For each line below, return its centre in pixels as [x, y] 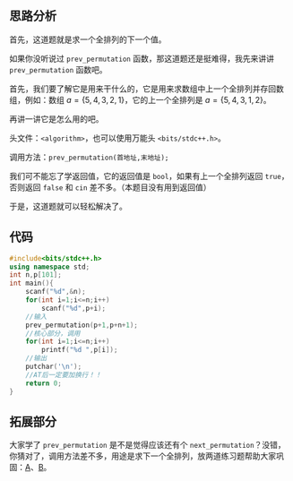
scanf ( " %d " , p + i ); [73, 308]
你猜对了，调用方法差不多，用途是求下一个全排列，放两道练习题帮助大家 [142, 456]
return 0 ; [44, 383]
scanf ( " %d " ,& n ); [56, 292]
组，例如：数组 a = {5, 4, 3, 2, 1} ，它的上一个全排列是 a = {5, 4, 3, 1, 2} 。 [140, 99]
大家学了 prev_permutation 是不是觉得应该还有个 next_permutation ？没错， [147, 445]
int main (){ [31, 283]
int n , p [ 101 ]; [36, 275]
